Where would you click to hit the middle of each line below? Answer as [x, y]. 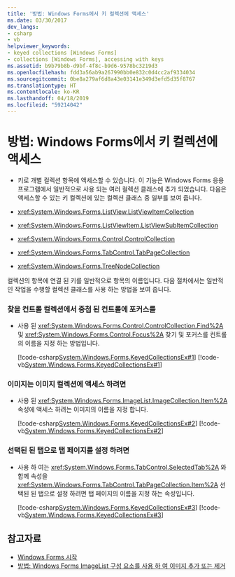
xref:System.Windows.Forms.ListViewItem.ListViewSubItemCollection [118, 225]
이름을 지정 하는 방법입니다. [62, 344]
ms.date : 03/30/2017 [37, 20]
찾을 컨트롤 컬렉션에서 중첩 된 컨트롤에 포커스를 [81, 309]
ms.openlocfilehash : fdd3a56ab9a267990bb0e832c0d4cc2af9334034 [101, 72]
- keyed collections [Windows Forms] [62, 53]
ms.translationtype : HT [42, 86]
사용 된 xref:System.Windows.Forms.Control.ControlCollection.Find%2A [120, 326]
